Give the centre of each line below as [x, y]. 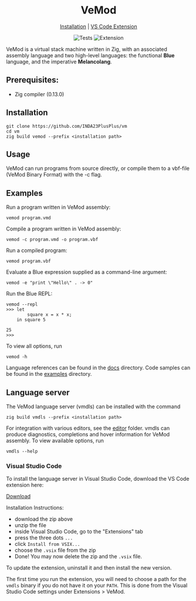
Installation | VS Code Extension [99, 26]
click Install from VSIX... [47, 544]
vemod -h [17, 357]
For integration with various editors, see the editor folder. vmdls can [88, 428]
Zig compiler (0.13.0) [39, 94]
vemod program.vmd [28, 218]
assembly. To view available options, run [55, 441]
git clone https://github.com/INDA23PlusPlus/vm [67, 126]
